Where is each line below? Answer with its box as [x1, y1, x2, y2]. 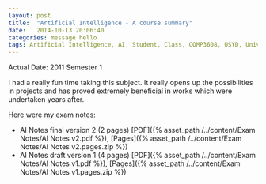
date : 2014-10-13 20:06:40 [8, 26, 104, 34]
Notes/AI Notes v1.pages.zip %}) [19, 167, 127, 177]
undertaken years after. [8, 95, 85, 104]
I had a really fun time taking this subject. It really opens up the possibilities [8, 78, 253, 88]
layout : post [8, 11, 51, 20]
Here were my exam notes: [8, 110, 97, 119]
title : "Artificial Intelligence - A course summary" [8, 19, 193, 27]
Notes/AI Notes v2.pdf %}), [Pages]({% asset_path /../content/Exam [19, 133, 242, 143]
